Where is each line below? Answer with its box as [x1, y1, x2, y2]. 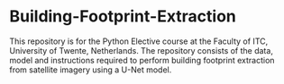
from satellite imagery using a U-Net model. [9, 64, 172, 75]
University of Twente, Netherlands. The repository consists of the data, [9, 45, 273, 55]
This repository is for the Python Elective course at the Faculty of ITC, [9, 36, 269, 46]
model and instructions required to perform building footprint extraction [9, 55, 275, 65]
